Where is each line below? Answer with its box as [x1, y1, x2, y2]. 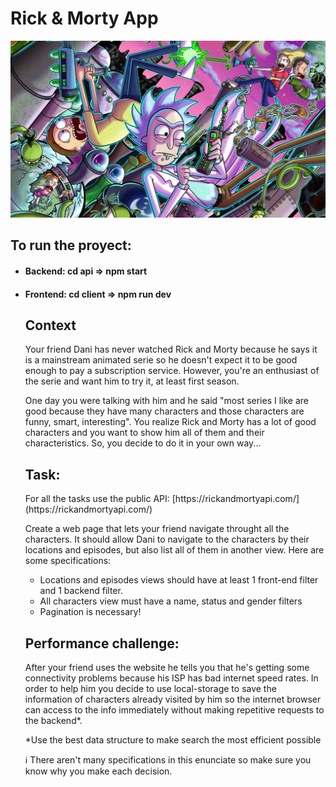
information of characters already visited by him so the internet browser [24, 693, 322, 705]
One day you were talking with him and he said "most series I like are [24, 395, 310, 407]
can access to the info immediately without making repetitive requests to [24, 703, 325, 716]
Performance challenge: [24, 635, 180, 652]
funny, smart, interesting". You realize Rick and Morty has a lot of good [24, 416, 317, 428]
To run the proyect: [10, 237, 132, 254]
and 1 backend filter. [39, 585, 123, 597]
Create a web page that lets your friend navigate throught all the [24, 523, 290, 535]
